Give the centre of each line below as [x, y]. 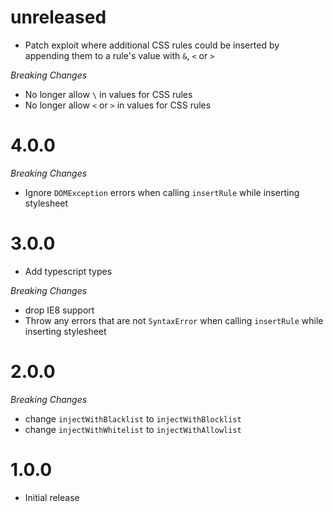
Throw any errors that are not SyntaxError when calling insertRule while [174, 320]
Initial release [52, 497]
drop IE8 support [59, 310]
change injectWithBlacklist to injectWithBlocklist [133, 418]
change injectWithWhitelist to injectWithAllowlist [133, 429]
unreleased [58, 17]
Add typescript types [68, 271]
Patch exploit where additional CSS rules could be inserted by [152, 45]
